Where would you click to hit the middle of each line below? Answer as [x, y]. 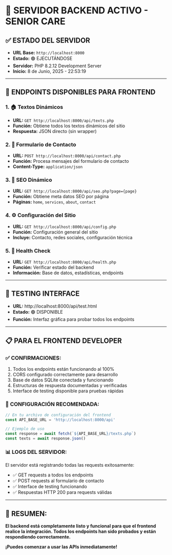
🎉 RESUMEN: [26, 514]
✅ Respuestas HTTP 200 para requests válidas [62, 492]
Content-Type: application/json [48, 166]
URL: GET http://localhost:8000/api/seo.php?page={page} [75, 191]
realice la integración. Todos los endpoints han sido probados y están [81, 531]
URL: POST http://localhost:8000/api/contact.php [67, 156]
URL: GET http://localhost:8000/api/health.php [64, 262]
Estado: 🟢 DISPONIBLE [38, 312]
